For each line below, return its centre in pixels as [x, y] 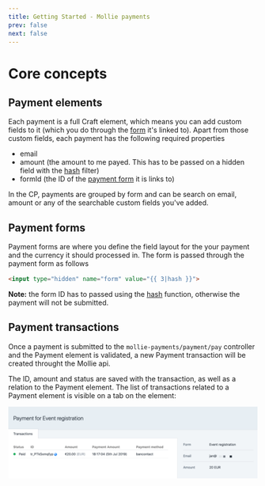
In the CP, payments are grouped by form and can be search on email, [123, 195]
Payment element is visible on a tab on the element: [92, 395]
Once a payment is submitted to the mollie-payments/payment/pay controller [132, 346]
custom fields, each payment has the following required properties [117, 139]
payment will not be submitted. [59, 303]
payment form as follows [49, 264]
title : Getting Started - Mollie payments [79, 17]
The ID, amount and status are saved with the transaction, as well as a [122, 378]
